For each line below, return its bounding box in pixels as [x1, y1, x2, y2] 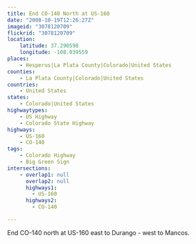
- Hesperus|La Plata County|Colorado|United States [19, 62, 172, 69]
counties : [7, 68, 36, 75]
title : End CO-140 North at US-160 [7, 10, 110, 17]
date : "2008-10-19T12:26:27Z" [7, 17, 95, 24]
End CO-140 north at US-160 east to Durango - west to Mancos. [7, 228, 190, 236]
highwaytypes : [7, 107, 48, 114]
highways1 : [25, 184, 57, 191]
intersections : [7, 164, 51, 172]
